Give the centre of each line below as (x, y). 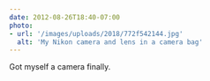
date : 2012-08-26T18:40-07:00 (65, 17)
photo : (21, 26)
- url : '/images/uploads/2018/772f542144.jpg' (96, 33)
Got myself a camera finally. (60, 67)
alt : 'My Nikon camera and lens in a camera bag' (110, 42)
